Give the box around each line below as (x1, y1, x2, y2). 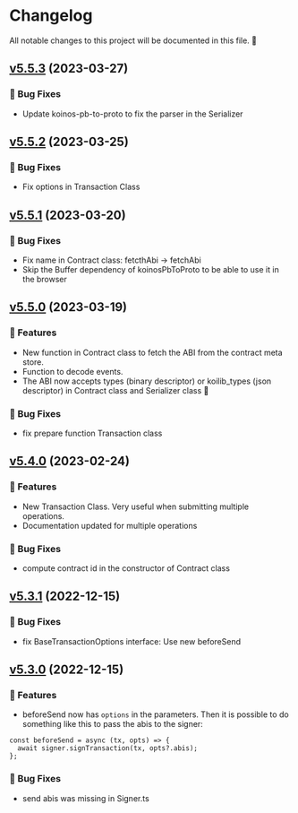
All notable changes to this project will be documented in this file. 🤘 (9, 35, 258, 46)
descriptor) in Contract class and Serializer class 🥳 (21, 385, 209, 395)
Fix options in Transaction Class (21, 181, 140, 193)
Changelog (9, 5, 93, 26)
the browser (21, 274, 67, 284)
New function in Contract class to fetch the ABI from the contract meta (21, 347, 284, 358)
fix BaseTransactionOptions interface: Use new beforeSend (21, 636, 242, 646)
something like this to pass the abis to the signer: (21, 719, 203, 730)
